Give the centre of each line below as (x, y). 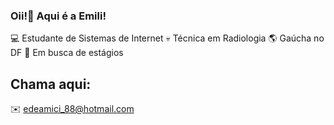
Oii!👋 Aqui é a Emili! (58, 16)
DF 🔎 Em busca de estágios (67, 53)
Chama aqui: (51, 84)
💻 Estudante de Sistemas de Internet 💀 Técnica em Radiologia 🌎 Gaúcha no (167, 38)
